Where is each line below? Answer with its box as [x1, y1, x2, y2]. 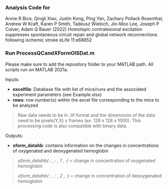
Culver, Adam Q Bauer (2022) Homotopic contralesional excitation [5, 26, 143, 32]
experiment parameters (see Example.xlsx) [12, 91, 102, 98]
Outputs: [5, 132, 24, 138]
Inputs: [5, 76, 20, 82]
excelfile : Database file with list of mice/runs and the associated [12, 86, 147, 92]
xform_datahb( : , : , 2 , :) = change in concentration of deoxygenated [17, 172, 162, 178]
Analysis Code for [5, 4, 50, 11]
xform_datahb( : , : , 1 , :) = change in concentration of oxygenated [17, 157, 155, 163]
